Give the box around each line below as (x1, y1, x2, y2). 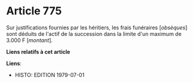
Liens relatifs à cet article (6, 48, 71, 55)
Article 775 (6, 4, 62, 18)
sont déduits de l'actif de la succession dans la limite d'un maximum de (6, 30, 182, 37)
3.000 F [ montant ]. (6, 36, 53, 44)
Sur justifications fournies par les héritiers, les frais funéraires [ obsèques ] (6, 24, 188, 31)
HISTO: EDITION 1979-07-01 (14, 71, 85, 78)
